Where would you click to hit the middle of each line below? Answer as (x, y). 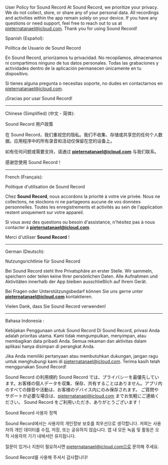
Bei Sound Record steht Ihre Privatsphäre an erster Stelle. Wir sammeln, (79, 271)
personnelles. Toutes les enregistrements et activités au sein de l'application (84, 207)
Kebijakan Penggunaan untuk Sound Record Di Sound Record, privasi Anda (82, 330)
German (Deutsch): (25, 252)
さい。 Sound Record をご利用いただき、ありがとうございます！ (75, 402)
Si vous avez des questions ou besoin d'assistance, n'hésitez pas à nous (80, 222)
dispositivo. (17, 74)
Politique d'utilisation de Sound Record (45, 187)
